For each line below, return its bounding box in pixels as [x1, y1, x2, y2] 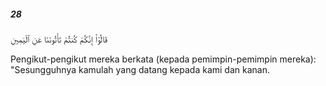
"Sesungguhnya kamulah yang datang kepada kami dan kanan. [10, 63, 270, 75]
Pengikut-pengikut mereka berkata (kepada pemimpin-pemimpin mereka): [10, 53, 317, 65]
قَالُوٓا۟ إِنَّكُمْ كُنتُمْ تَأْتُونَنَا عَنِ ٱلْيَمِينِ [10, 33, 108, 45]
